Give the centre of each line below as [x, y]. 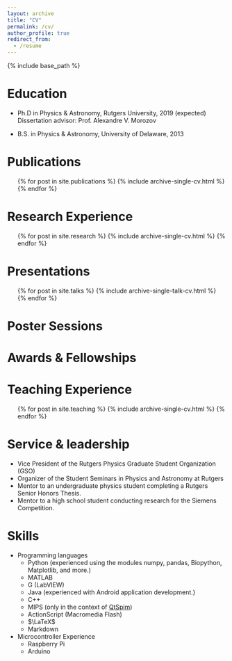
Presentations [49, 271]
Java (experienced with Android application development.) [111, 592]
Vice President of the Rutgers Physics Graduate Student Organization [117, 464]
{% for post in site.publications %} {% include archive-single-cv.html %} [121, 181]
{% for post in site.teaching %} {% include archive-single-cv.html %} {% [121, 409]
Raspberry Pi [46, 644]
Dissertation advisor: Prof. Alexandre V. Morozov [86, 120]
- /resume [27, 46]
